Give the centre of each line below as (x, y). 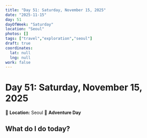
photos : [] (17, 34)
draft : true (18, 43)
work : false (18, 62)
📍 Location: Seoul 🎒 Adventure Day (43, 112)
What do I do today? (38, 129)
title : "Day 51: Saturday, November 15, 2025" (56, 10)
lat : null (20, 53)
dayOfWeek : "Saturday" (29, 24)
